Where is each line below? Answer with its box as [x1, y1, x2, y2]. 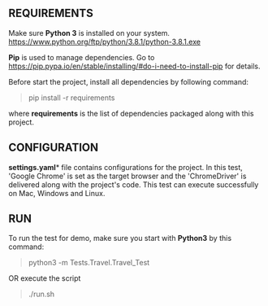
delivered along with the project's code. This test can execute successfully [8, 179, 259, 190]
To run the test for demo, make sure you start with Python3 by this [8, 234, 232, 243]
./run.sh [28, 289, 55, 299]
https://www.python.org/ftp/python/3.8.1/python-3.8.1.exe [8, 37, 201, 46]
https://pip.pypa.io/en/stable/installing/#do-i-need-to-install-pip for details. [8, 61, 261, 71]
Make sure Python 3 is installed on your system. [8, 28, 171, 37]
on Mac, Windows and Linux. [8, 188, 106, 198]
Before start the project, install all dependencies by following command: [8, 76, 249, 86]
